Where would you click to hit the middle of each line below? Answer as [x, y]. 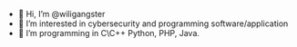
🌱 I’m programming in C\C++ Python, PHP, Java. [109, 33]
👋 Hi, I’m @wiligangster [61, 14]
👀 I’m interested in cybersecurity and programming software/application [153, 23]
